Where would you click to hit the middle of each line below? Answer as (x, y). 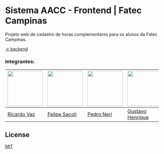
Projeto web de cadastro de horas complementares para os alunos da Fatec (81, 34)
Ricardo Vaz (21, 115)
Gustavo (137, 111)
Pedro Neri (100, 115)
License (17, 135)
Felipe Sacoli (62, 115)
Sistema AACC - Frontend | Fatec (73, 10)
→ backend (17, 49)
